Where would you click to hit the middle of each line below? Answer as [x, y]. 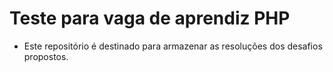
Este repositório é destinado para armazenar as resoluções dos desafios [173, 46]
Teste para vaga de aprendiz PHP [150, 18]
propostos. [46, 56]
